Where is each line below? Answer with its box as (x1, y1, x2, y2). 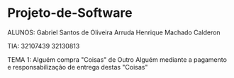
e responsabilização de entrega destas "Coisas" (7, 63, 148, 71)
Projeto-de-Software (7, 5, 133, 21)
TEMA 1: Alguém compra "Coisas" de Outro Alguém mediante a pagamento (7, 55, 227, 64)
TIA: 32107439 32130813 (7, 41, 80, 50)
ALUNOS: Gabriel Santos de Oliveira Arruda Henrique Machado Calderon (7, 28, 221, 37)
